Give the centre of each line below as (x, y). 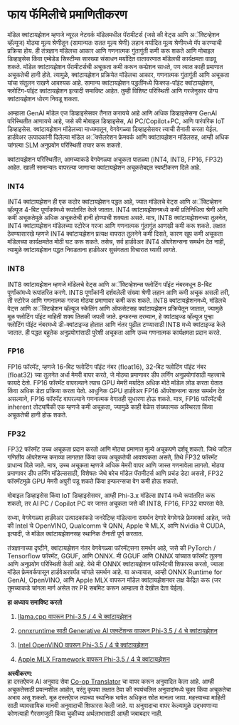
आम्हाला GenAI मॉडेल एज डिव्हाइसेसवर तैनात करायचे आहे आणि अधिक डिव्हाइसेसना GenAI (112, 113)
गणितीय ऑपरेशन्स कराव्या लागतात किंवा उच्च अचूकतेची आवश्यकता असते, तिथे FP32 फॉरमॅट (113, 457)
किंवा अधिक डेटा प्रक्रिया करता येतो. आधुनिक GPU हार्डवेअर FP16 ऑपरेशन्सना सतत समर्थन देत (116, 390)
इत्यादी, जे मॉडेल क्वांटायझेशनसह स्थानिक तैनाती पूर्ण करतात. (75, 534)
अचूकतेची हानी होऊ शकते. (37, 414)
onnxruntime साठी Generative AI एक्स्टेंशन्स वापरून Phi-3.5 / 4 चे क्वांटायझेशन (118, 631)
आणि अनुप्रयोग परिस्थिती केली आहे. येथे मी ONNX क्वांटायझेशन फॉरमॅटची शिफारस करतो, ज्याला (116, 564)
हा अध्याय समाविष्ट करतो (35, 603)
